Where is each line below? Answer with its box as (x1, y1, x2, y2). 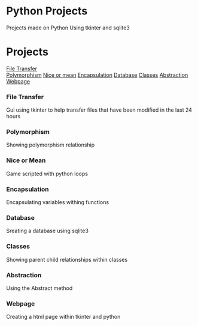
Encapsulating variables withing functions (6, 199, 109, 206)
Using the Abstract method (6, 284, 73, 292)
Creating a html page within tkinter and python (6, 313, 121, 321)
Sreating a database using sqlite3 (6, 227, 89, 235)
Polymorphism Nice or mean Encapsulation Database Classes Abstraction (6, 71, 188, 79)
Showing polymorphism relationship (6, 141, 95, 148)
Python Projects (6, 4, 88, 18)
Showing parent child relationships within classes (6, 256, 128, 263)
